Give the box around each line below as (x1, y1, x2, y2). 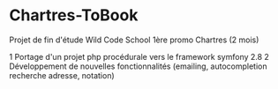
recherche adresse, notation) (9, 70, 115, 80)
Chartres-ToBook (9, 5, 139, 26)
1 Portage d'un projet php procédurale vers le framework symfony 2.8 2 (9, 51, 269, 62)
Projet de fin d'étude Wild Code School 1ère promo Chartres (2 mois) (9, 34, 259, 45)
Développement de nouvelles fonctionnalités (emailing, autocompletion (9, 61, 267, 71)
